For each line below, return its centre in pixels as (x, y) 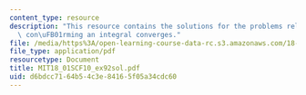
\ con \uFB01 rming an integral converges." (99, 34)
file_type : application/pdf (63, 52)
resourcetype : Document (55, 60)
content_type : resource (55, 18)
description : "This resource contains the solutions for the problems (146, 26)
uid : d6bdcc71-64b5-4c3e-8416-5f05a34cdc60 (93, 77)
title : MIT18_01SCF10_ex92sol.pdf (75, 69)
